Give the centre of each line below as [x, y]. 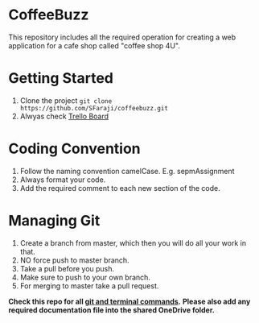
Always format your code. [63, 180]
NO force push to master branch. [75, 260]
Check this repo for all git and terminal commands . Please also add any [129, 301]
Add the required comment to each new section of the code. [120, 188]
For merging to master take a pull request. [89, 286]
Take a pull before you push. [67, 268]
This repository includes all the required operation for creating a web [122, 37]
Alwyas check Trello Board [64, 116]
